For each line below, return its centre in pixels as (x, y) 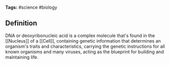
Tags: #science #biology (31, 7)
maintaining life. (22, 57)
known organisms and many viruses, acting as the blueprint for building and (84, 52)
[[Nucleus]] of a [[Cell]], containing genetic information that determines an (83, 41)
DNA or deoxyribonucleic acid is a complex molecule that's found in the (80, 36)
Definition (21, 23)
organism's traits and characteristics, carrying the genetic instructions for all (85, 46)
